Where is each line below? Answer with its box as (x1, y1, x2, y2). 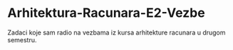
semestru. (7, 35, 37, 44)
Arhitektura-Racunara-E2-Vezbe (7, 5, 205, 21)
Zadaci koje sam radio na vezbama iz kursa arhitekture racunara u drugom (7, 28, 226, 37)
